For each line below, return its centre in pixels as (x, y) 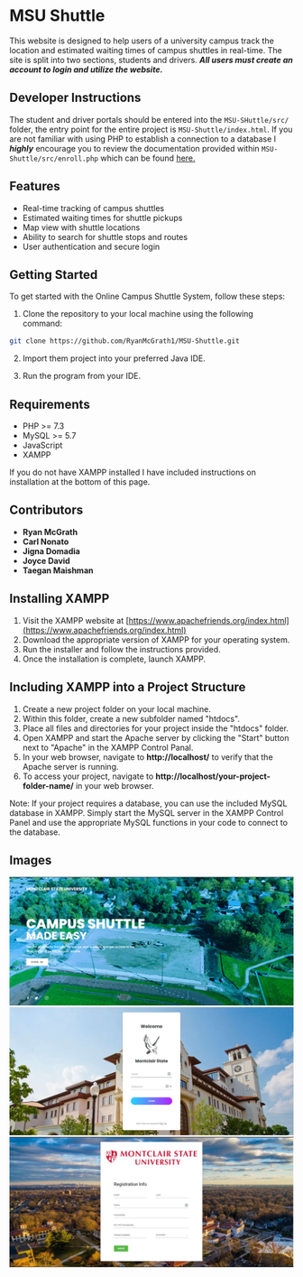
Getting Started (54, 275)
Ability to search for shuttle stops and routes (105, 236)
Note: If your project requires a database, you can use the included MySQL (148, 803)
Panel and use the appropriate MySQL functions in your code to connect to (149, 822)
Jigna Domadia (51, 551)
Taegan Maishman (58, 570)
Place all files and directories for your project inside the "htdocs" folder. (155, 728)
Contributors (46, 510)
